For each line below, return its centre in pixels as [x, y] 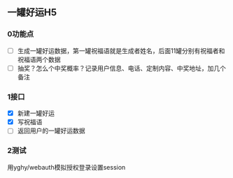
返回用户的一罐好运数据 [51, 131]
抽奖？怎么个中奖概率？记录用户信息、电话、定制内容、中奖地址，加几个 [121, 68]
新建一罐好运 [36, 113]
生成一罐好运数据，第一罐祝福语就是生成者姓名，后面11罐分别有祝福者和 [121, 50]
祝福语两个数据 [39, 59]
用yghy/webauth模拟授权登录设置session [66, 167]
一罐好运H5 [32, 13]
